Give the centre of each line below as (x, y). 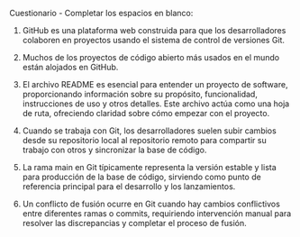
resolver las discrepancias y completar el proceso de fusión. (135, 223)
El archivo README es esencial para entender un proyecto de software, (155, 84)
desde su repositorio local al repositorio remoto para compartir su (145, 140)
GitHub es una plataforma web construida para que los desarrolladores (154, 30)
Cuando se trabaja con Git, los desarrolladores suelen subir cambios (149, 131)
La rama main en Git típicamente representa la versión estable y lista (149, 167)
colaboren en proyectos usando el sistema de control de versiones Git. (154, 40)
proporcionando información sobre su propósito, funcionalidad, (140, 94)
